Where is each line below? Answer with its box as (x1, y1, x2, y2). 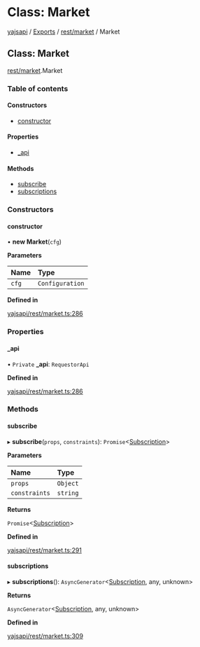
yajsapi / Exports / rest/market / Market (7, 27, 120, 36)
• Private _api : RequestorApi (7, 360, 90, 368)
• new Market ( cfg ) (7, 237, 62, 246)
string (57, 489, 79, 497)
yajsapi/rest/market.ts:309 (7, 632, 84, 640)
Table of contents (7, 83, 69, 93)
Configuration (37, 279, 85, 288)
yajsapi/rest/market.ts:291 (7, 545, 83, 554)
